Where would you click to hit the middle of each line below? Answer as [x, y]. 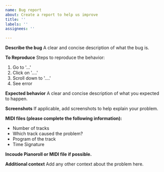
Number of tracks [31, 128]
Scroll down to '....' [32, 78]
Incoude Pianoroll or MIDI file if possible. [48, 154]
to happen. [16, 99]
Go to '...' [22, 67]
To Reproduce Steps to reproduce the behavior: [55, 58]
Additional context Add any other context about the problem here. [74, 164]
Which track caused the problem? [48, 134]
